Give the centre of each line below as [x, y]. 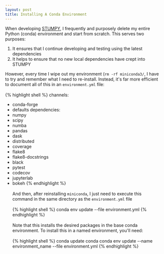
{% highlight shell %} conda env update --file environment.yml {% [79, 209]
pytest [19, 167]
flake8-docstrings [30, 157]
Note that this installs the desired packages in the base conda [75, 225]
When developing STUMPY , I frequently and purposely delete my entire [78, 28]
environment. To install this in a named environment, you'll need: [78, 230]
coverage [22, 146]
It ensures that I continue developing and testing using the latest [77, 48]
